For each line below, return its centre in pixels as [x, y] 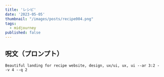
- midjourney [23, 28]
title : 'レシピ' [21, 10]
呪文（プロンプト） [34, 54]
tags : [11, 23]
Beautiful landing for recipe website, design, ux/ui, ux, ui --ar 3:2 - [82, 65]
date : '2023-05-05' [25, 14]
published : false [23, 33]
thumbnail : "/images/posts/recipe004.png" [49, 19]
